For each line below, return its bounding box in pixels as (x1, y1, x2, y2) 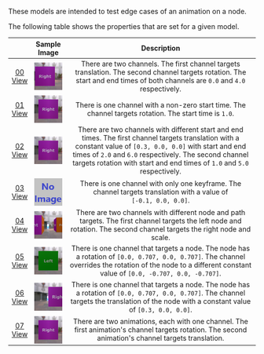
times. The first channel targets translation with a (82, 133, 240, 143)
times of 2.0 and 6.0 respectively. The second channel (72, 150, 249, 159)
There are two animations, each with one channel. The (73, 317, 249, 327)
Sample (35, 39, 61, 49)
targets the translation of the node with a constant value (70, 296, 251, 305)
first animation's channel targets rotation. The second (74, 325, 247, 334)
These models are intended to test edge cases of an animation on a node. (8, 7, 247, 16)
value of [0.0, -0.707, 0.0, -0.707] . (100, 268, 222, 278)
